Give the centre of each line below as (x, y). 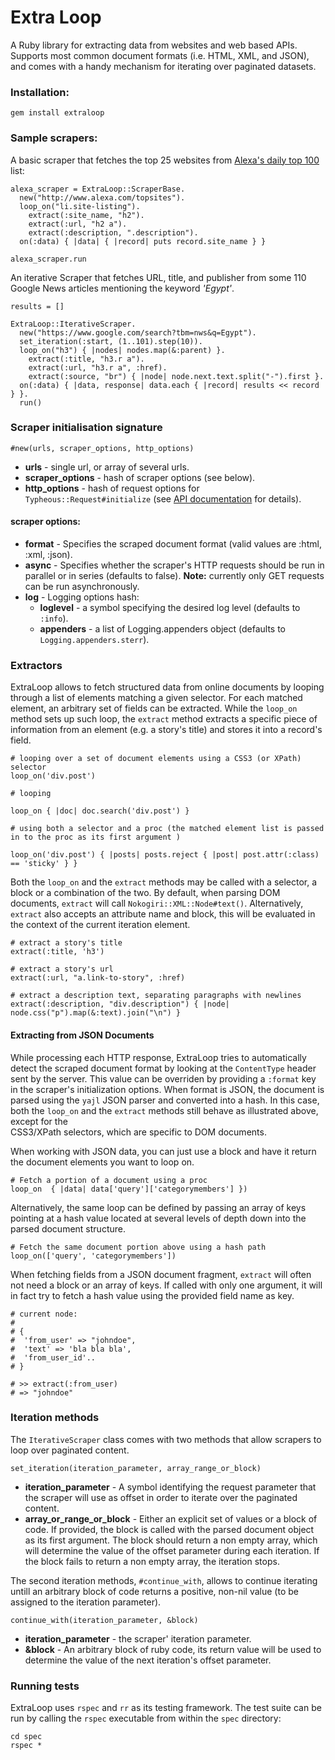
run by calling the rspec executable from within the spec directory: (146, 1718)
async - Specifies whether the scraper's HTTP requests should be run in (174, 565)
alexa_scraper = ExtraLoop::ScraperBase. (98, 189)
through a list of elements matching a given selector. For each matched (156, 698)
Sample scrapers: (54, 138)
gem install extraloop (57, 113)
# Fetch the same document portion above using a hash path (138, 1247)
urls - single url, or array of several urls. (107, 467)
